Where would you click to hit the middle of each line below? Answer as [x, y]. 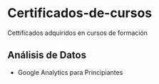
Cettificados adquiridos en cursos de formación [78, 33]
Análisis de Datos [47, 55]
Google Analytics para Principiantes [70, 72]
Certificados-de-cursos [80, 13]
